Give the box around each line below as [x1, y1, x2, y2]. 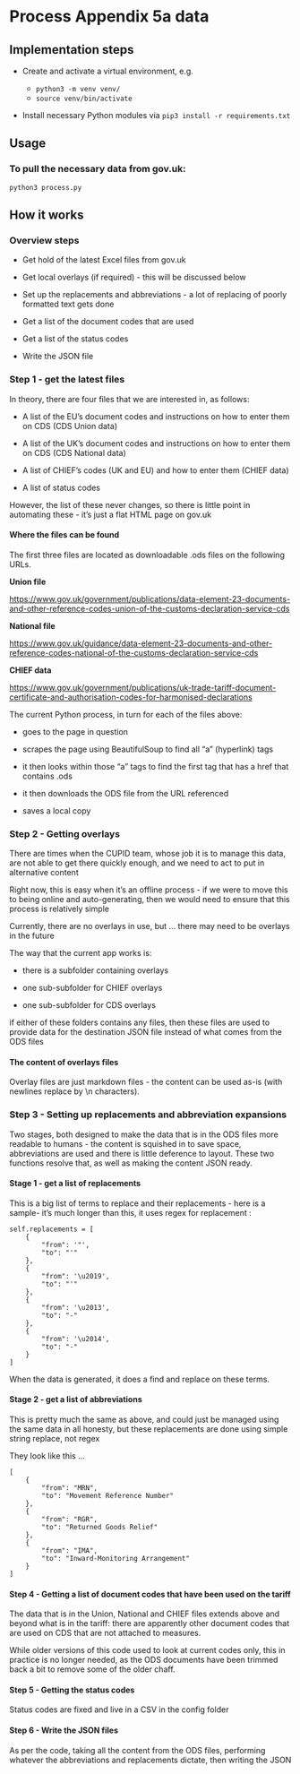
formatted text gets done [21, 298, 115, 310]
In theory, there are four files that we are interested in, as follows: [9, 393, 250, 404]
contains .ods [21, 771, 73, 781]
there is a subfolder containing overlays [21, 965, 168, 976]
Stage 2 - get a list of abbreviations [9, 1394, 143, 1405]
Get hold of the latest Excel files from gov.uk [21, 254, 186, 265]
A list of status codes [21, 482, 101, 493]
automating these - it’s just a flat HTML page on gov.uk [9, 509, 212, 520]
